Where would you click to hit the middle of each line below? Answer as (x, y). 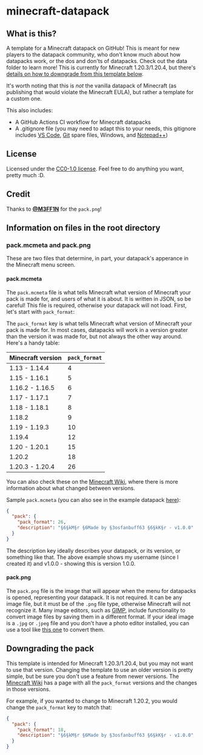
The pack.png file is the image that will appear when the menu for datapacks (101, 591)
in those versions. (28, 689)
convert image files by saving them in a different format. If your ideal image (100, 617)
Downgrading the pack (50, 648)
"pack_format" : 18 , (42, 730)
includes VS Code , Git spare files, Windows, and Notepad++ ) (92, 135)
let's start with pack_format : (41, 311)
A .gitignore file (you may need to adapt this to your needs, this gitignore (105, 128)
